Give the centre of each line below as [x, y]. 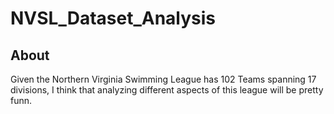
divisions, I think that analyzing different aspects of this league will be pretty [167, 90]
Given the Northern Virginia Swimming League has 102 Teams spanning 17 [163, 79]
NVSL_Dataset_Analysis [113, 18]
